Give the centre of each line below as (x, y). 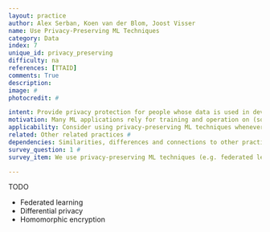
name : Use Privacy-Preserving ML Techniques (84, 31)
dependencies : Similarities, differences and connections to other (124, 142)
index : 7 (23, 46)
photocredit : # (34, 98)
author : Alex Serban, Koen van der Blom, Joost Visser (102, 23)
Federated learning (51, 202)
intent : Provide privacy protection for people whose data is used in (129, 112)
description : (30, 83)
